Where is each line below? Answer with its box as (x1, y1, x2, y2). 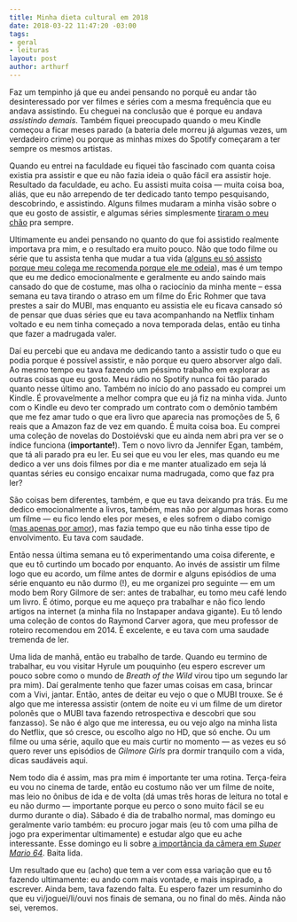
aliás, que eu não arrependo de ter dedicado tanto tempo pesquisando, (9, 188, 270, 199)
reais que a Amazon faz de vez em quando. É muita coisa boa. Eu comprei (9, 420, 281, 431)
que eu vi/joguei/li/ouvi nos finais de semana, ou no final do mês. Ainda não (9, 893, 286, 903)
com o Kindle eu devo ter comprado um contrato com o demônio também (9, 402, 277, 412)
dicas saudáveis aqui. (9, 754, 89, 765)
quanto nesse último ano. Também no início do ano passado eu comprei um (9, 383, 286, 394)
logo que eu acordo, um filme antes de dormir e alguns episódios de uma (9, 568, 277, 579)
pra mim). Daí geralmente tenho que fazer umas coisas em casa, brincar (9, 679, 273, 690)
